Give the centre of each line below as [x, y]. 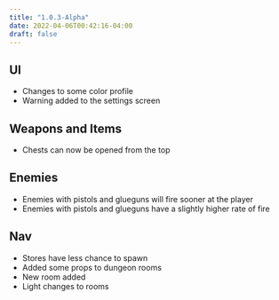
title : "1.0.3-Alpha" [49, 17]
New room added [54, 277]
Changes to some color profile [77, 91]
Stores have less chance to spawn [85, 257]
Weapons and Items [66, 128]
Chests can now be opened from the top [96, 150]
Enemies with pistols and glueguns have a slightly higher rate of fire [146, 209]
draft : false [33, 34]
